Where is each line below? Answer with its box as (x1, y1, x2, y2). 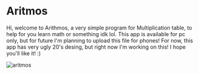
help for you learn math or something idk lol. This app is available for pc (6, 30, 186, 37)
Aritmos (6, 4, 48, 18)
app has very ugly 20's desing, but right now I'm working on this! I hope (6, 43, 186, 51)
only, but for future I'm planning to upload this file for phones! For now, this (6, 37, 193, 44)
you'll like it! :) (6, 49, 41, 57)
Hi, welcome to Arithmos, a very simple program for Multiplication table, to (6, 24, 192, 31)
